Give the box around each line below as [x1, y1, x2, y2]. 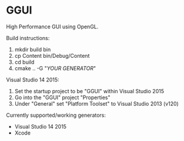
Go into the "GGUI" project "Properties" [14, 94, 111, 101]
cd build [14, 58, 35, 65]
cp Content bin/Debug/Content [14, 52, 90, 59]
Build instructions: [6, 34, 50, 41]
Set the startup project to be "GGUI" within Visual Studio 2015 [14, 87, 165, 94]
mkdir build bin [14, 45, 51, 53]
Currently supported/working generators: [6, 112, 106, 119]
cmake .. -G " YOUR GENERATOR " [14, 64, 96, 71]
